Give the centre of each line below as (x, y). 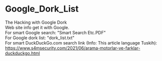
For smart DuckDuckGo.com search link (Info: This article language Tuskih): (81, 43)
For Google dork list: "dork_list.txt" (40, 38)
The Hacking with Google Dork (36, 22)
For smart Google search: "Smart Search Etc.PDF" (55, 32)
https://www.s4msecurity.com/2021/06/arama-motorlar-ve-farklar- (73, 48)
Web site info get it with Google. (37, 27)
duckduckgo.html (22, 53)
